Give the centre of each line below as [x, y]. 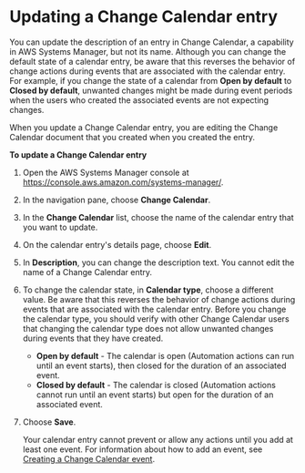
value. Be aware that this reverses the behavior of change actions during [159, 299]
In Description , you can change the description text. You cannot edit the [158, 262]
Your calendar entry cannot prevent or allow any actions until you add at [158, 439]
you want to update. [60, 227]
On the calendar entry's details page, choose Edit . [117, 244]
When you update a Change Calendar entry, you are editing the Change [144, 127]
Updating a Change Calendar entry [144, 17]
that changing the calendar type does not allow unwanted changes [148, 328]
